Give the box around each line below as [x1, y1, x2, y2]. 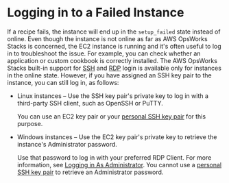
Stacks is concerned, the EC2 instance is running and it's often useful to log [7, 42, 221, 50]
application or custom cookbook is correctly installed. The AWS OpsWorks [7, 56, 218, 64]
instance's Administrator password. [16, 140, 118, 148]
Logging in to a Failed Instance [7, 5, 184, 21]
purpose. [16, 119, 43, 127]
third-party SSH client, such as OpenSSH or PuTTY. [16, 99, 163, 107]
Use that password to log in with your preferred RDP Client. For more [16, 153, 212, 162]
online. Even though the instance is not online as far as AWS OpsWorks [7, 34, 208, 42]
